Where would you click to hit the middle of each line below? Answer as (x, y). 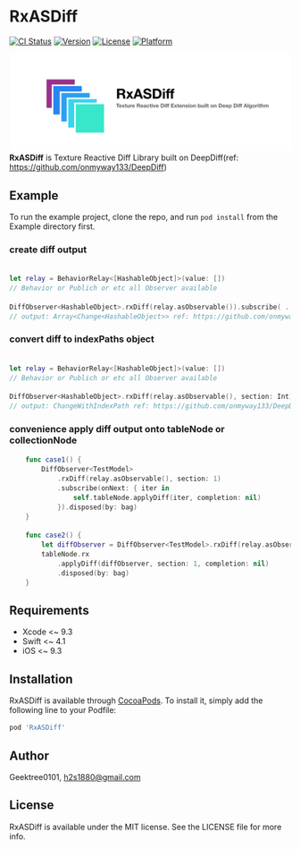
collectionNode (43, 440)
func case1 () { (54, 460)
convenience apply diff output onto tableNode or (117, 429)
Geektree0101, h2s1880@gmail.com (75, 777)
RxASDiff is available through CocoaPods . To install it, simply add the (136, 700)
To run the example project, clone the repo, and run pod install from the (144, 216)
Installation (41, 679)
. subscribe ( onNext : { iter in (113, 488)
